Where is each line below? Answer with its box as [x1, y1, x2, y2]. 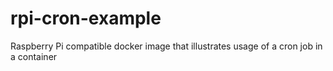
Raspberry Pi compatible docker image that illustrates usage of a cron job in [10, 40, 323, 52]
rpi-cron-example [10, 7, 162, 30]
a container [10, 50, 58, 62]
